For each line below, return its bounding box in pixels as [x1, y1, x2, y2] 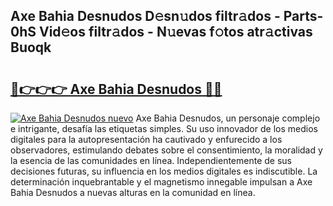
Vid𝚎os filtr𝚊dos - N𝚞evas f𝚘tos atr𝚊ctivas [38, 24, 313, 41]
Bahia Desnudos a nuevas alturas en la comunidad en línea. [10, 187, 256, 198]
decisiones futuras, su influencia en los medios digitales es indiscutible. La [10, 165, 318, 177]
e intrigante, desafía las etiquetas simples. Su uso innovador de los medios [10, 123, 318, 134]
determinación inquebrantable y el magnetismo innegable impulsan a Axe [10, 176, 313, 188]
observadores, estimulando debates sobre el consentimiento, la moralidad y [10, 144, 323, 156]
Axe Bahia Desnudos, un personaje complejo [135, 112, 321, 124]
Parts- [283, 8, 324, 25]
